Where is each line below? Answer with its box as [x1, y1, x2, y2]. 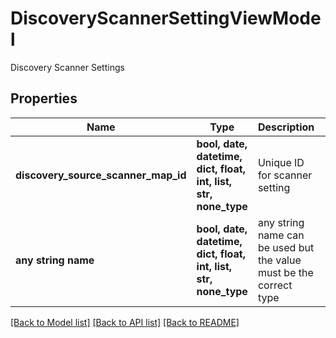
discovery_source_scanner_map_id [15, 168, 187, 182]
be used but [257, 240, 315, 254]
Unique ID [257, 155, 305, 169]
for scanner [257, 168, 313, 182]
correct [257, 278, 293, 292]
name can [257, 228, 305, 242]
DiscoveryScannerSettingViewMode [10, 7, 322, 30]
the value [257, 253, 302, 267]
